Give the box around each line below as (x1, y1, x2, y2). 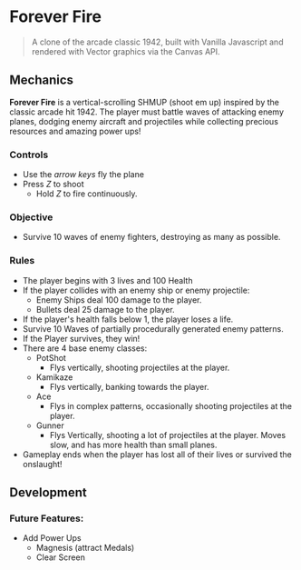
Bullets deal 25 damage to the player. (35, 304, 175, 315)
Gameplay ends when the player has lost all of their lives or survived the (22, 448, 292, 460)
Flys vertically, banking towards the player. (49, 381, 209, 392)
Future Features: (9, 512, 84, 525)
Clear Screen (35, 552, 86, 563)
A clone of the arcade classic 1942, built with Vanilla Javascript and (31, 36, 284, 47)
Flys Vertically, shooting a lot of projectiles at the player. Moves (49, 429, 286, 440)
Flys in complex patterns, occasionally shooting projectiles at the (49, 400, 293, 411)
